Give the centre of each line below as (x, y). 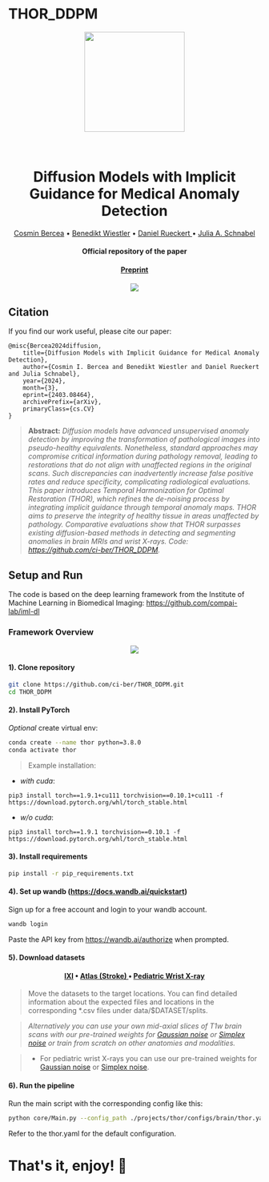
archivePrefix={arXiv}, (62, 402)
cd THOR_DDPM (30, 692)
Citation (29, 313)
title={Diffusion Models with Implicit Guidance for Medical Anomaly (141, 353)
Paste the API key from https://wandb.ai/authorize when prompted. (119, 939)
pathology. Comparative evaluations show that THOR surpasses (134, 524)
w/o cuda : (37, 817)
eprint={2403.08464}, (58, 395)
